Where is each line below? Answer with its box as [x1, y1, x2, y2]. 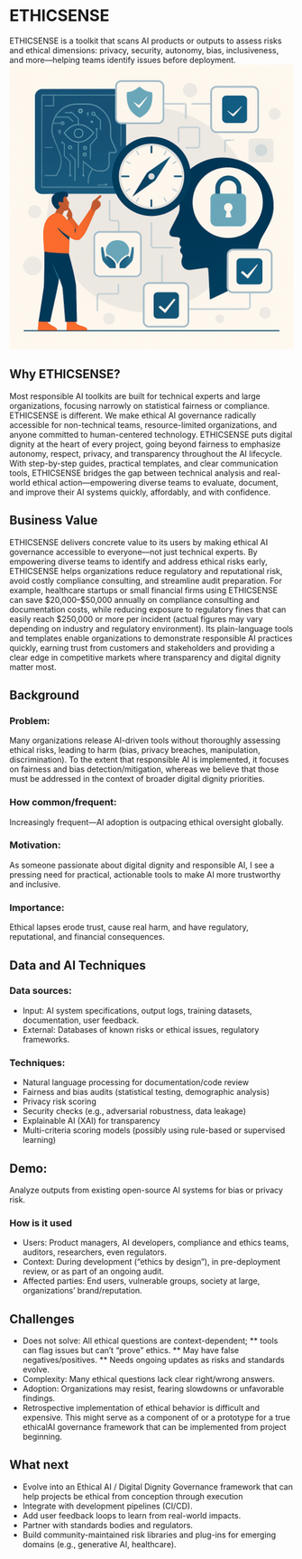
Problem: [9, 714, 50, 727]
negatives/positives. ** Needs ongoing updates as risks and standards [22, 1355, 286, 1366]
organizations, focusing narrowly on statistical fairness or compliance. [9, 400, 270, 411]
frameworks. [22, 1034, 70, 1044]
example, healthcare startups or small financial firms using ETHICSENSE [9, 584, 278, 596]
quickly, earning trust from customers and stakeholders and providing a [9, 642, 275, 653]
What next [9, 1457, 69, 1472]
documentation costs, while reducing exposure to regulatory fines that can [9, 604, 287, 615]
